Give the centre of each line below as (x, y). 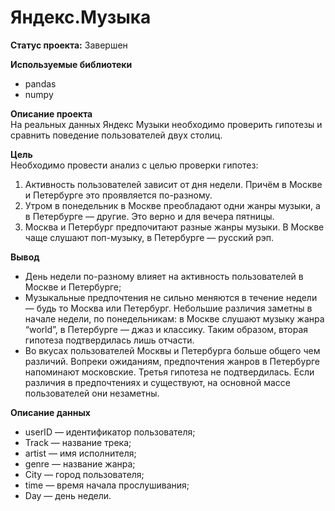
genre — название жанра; (80, 463)
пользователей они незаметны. (92, 393)
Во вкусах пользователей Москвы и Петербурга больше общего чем (172, 350)
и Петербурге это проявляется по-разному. (118, 195)
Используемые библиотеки (71, 64)
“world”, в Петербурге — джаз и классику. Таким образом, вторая (166, 329)
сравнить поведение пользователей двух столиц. (116, 135)
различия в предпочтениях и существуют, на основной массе (157, 382)
